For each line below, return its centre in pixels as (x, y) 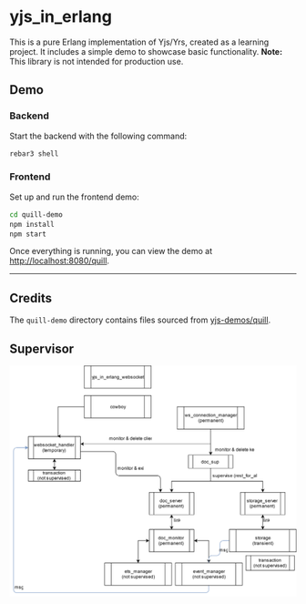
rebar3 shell (34, 154)
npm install (32, 224)
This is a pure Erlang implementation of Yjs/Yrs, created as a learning (139, 42)
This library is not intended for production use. (97, 61)
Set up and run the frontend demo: (74, 197)
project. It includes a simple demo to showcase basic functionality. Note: (146, 51)
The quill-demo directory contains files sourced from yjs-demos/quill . (140, 320)
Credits (31, 298)
